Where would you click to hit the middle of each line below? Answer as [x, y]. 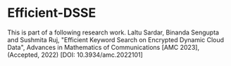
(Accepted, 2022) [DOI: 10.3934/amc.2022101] [75, 55]
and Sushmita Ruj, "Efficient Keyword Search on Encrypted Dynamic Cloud [115, 39]
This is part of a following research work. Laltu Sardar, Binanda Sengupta [113, 32]
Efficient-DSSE [52, 13]
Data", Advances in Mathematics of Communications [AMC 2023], [103, 47]
